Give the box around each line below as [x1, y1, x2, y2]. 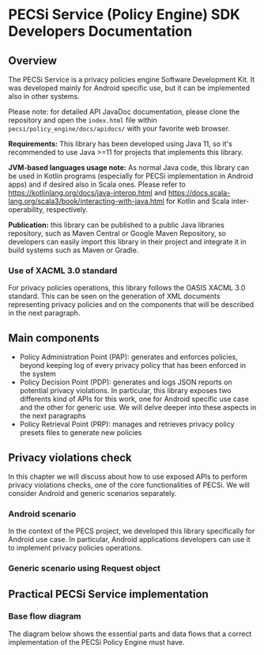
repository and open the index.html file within [8, 115, 157, 124]
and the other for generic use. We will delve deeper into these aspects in [19, 403, 257, 412]
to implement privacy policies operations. [8, 543, 143, 553]
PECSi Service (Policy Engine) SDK [8, 6, 241, 24]
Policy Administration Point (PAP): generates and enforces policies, [19, 352, 239, 362]
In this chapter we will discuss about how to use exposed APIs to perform [8, 471, 247, 481]
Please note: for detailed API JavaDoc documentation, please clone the [8, 107, 240, 116]
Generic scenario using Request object [8, 563, 160, 574]
